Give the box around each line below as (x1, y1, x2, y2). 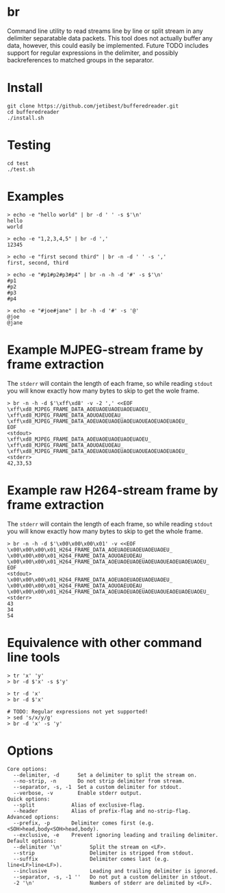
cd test (7, 160, 29, 167)
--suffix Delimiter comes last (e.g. (13, 855, 170, 862)
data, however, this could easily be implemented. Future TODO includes (7, 41, 209, 49)
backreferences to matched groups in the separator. (7, 56, 154, 64)
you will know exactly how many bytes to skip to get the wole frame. (7, 387, 200, 395)
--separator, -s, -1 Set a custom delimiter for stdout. (13, 783, 183, 790)
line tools (7, 649, 60, 665)
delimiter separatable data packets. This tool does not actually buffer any (7, 34, 213, 42)
